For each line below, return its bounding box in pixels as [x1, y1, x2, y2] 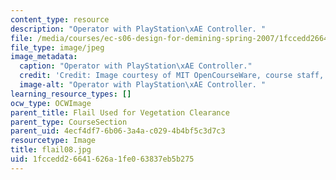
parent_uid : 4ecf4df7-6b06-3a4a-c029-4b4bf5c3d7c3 [10, 126, 226, 136]
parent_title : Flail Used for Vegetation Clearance [10, 107, 230, 118]
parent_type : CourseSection [10, 117, 128, 127]
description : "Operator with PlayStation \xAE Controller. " [10, 24, 267, 34]
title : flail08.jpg [10, 145, 92, 155]
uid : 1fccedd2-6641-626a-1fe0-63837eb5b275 [10, 154, 195, 164]
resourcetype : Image [10, 136, 97, 146]
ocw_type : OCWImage [10, 98, 92, 108]
